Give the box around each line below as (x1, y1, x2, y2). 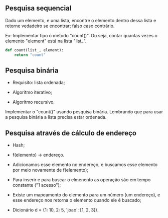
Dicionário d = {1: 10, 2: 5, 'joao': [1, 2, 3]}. (12, 207, 99, 213)
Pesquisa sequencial (5, 4, 72, 13)
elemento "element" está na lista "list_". (5, 38, 87, 44)
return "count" (14, 52, 46, 57)
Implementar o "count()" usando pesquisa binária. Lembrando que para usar (5, 109, 163, 115)
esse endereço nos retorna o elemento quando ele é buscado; (12, 197, 141, 203)
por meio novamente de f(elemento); (12, 167, 89, 173)
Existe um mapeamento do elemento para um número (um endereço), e (12, 192, 160, 198)
